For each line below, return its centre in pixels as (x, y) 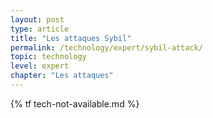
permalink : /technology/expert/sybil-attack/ (106, 47)
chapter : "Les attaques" (62, 76)
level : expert (40, 66)
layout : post (37, 19)
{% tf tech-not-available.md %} (75, 103)
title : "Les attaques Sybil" (71, 38)
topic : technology (48, 57)
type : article (40, 29)
